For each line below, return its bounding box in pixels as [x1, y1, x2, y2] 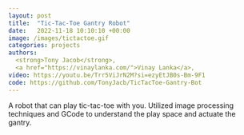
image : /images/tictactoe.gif [8, 34, 110, 42]
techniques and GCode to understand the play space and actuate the [8, 109, 236, 118]
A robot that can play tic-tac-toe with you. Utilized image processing [8, 101, 234, 110]
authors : [8, 49, 38, 57]
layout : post [8, 11, 52, 20]
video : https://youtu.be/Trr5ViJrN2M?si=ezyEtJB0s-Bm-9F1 [8, 71, 206, 79]
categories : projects [8, 42, 81, 50]
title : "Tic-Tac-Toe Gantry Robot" [8, 19, 130, 27]
